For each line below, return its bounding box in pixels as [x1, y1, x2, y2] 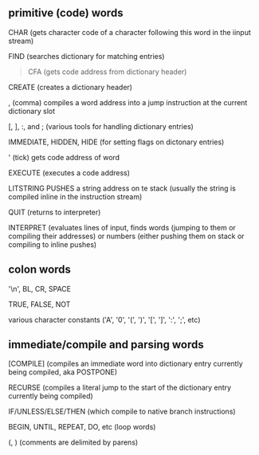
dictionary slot [8, 106, 56, 116]
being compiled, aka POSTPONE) [8, 367, 118, 377]
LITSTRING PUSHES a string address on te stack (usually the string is [8, 183, 237, 193]
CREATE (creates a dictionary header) [8, 82, 133, 92]
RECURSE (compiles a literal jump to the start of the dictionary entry [8, 382, 232, 393]
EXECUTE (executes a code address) [8, 167, 130, 178]
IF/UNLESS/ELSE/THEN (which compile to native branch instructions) [8, 406, 237, 417]
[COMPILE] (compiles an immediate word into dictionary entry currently [8, 359, 243, 369]
